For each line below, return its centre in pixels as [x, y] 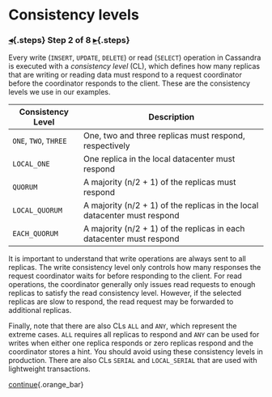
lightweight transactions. [49, 369]
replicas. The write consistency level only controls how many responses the [135, 268]
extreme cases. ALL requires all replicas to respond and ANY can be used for [134, 335]
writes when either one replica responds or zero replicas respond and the [131, 343]
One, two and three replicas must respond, [164, 136]
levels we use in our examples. [59, 92]
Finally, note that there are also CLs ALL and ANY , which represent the [123, 326]
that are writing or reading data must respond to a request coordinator [125, 75]
